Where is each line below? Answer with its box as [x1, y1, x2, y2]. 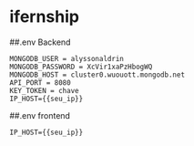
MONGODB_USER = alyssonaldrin [9, 54, 125, 63]
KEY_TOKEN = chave [9, 86, 79, 95]
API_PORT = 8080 [9, 78, 71, 88]
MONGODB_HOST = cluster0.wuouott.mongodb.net [9, 70, 185, 79]
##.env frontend [9, 109, 71, 120]
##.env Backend [9, 36, 71, 47]
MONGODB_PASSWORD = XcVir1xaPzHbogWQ [9, 62, 153, 71]
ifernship [9, 6, 80, 27]
